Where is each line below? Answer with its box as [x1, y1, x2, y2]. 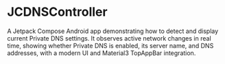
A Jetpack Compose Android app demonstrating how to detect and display [7, 27, 219, 35]
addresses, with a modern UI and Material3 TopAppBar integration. [7, 49, 196, 57]
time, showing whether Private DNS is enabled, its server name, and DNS [7, 41, 214, 50]
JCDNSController [7, 4, 108, 20]
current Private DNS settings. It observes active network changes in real [7, 34, 211, 42]
